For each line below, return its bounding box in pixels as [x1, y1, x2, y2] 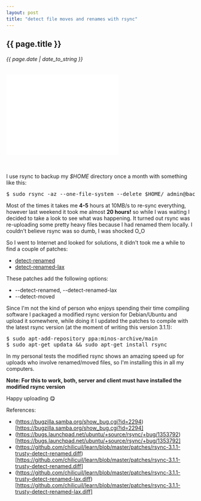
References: [6, 406, 36, 414]
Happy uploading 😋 [6, 395, 56, 402]
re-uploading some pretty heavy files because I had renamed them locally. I [6, 221, 193, 228]
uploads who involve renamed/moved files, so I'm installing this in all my [6, 359, 184, 366]
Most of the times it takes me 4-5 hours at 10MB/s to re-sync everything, [6, 202, 187, 209]
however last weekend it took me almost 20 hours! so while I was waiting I [6, 209, 190, 216]
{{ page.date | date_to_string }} [6, 56, 83, 63]
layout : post [6, 10, 39, 16]
